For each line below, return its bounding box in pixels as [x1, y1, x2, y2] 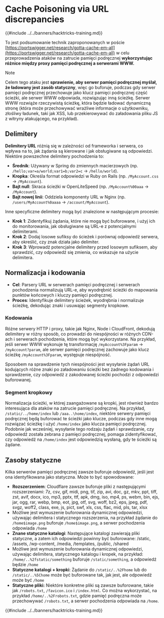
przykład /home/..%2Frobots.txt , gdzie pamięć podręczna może [12, 593, 142, 598]
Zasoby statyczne [5, 456, 61, 464]
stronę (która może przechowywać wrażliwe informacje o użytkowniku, [5, 105, 149, 111]
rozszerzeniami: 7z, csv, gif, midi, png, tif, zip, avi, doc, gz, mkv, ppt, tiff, [12, 488, 158, 495]
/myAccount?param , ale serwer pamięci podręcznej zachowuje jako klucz [5, 346, 149, 352]
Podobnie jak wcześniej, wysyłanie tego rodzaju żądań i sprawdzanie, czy [5, 426, 154, 432]
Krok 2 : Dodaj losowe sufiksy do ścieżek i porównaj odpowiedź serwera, [12, 233, 159, 239]
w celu [116, 50, 130, 56]
